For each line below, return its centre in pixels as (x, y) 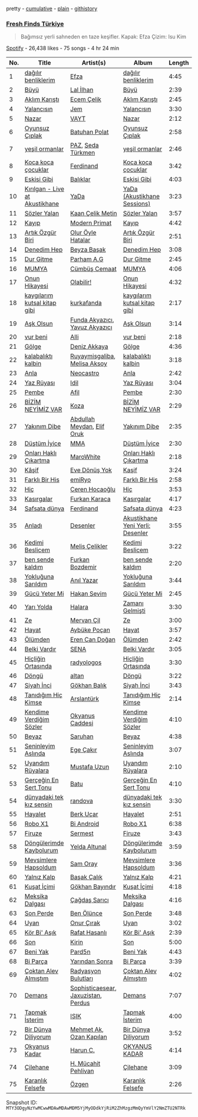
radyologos (86, 662)
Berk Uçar (84, 815)
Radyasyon (86, 971)
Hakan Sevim (89, 594)
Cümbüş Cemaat (93, 269)
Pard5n (80, 952)
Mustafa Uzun (90, 767)
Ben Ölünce (87, 913)
